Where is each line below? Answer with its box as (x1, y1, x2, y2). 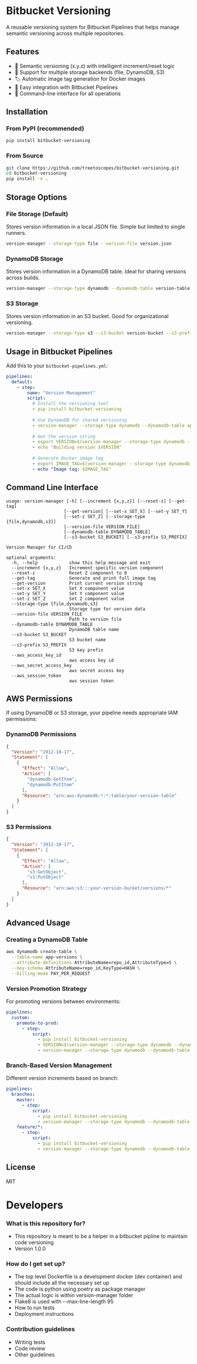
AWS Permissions (6, 694, 73, 704)
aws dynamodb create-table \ (6, 949, 77, 955)
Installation (6, 107, 48, 117)
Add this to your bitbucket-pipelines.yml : (6, 362, 108, 369)
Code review (14, 1345, 46, 1352)
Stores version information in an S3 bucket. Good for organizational (6, 313, 169, 320)
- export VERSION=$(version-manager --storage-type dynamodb (32, 439, 185, 445)
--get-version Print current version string (11, 580, 143, 586)
